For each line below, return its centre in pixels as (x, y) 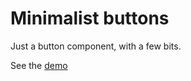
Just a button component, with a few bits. (96, 46)
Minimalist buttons (90, 18)
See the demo (39, 65)
